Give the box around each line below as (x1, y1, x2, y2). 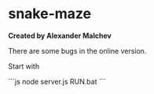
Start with (8, 61, 40, 71)
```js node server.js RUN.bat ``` (8, 77, 106, 86)
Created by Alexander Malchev (8, 31, 112, 40)
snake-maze (8, 5, 92, 23)
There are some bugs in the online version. (8, 46, 147, 55)
